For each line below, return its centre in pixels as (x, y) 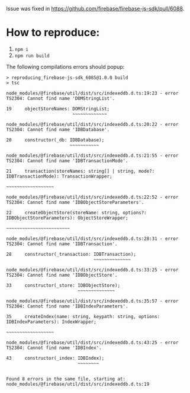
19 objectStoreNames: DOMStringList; (58, 109)
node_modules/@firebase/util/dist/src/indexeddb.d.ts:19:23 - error (92, 93)
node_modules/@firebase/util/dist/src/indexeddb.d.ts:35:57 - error (92, 301)
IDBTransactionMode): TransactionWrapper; (59, 176)
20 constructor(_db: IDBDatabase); (55, 140)
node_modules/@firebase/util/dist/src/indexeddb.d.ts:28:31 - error (92, 239)
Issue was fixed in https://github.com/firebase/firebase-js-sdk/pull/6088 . (95, 9)
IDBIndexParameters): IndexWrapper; (51, 322)
